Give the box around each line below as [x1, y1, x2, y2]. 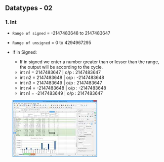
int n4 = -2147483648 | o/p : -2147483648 [19, 85, 106, 91]
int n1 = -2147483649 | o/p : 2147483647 [19, 90, 103, 96]
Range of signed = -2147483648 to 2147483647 [12, 30, 111, 36]
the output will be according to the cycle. [19, 64, 103, 70]
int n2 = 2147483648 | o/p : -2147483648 [19, 74, 105, 81]
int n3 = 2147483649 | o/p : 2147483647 [19, 80, 102, 85]
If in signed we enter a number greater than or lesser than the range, [19, 59, 160, 65]
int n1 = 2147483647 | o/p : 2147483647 [19, 69, 101, 75]
